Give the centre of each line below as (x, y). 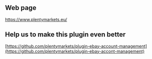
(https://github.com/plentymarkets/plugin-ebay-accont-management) (75, 51)
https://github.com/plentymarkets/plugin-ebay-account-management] (77, 46)
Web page (21, 8)
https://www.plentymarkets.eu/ (36, 19)
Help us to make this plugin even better (65, 35)
